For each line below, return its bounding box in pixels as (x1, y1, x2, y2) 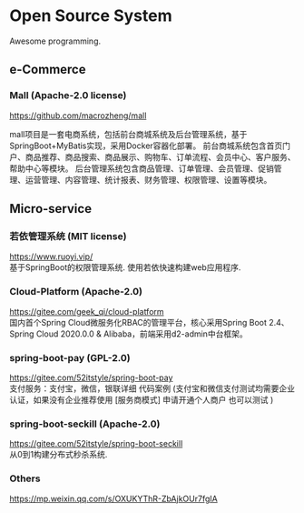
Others (9, 472, 41, 485)
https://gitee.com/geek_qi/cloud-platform (9, 306, 165, 317)
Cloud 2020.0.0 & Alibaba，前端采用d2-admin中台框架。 (35, 328, 248, 339)
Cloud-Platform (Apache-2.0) (9, 286, 143, 298)
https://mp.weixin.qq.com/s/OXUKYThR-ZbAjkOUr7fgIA (9, 493, 218, 504)
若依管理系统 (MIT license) (9, 229, 127, 242)
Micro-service (9, 201, 93, 216)
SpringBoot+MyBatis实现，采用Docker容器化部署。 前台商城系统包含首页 (9, 140, 283, 151)
